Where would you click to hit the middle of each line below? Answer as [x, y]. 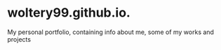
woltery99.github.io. [69, 13]
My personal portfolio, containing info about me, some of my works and [110, 32]
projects [19, 39]
